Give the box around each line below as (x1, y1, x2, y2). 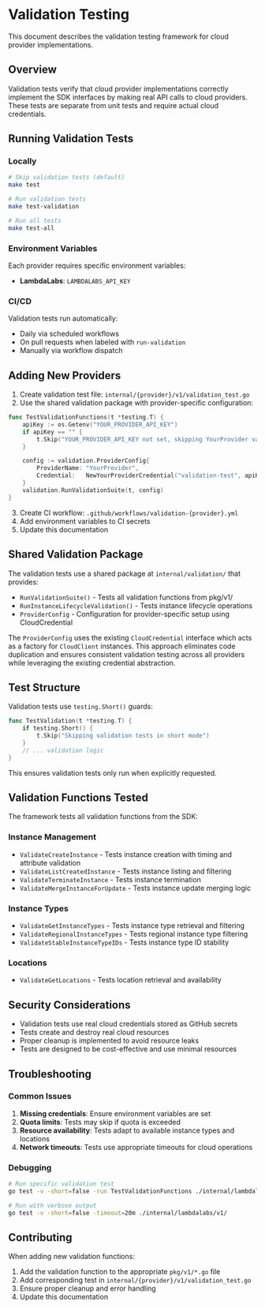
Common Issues (8, 1091, 73, 1102)
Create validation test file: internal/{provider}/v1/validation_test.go (19, 389, 250, 400)
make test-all (8, 224, 55, 232)
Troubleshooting (8, 1067, 92, 1081)
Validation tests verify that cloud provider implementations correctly (8, 84, 229, 93)
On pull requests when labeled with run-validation (19, 337, 186, 347)
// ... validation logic (22, 746, 104, 754)
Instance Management (8, 832, 97, 843)
